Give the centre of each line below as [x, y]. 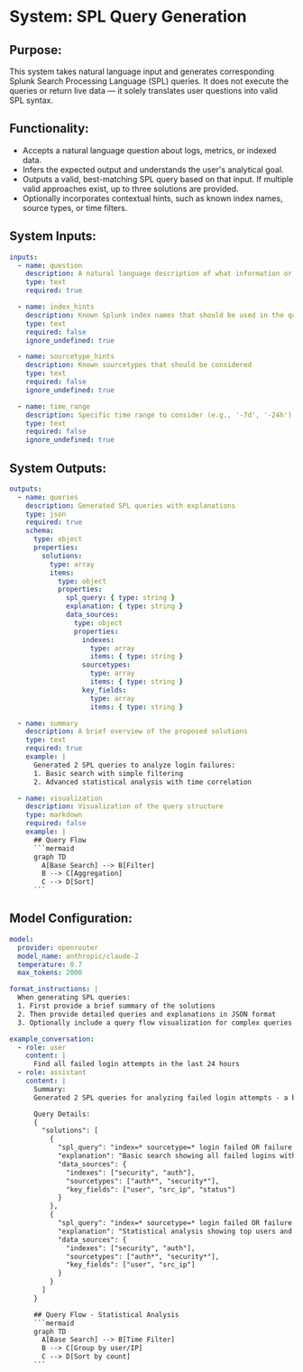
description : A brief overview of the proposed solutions [137, 732]
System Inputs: [53, 236]
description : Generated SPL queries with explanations [131, 506]
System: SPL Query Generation [128, 17]
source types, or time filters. [75, 207]
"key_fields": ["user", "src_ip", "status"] [151, 1189]
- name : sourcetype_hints [66, 357]
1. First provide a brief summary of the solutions [117, 1006]
